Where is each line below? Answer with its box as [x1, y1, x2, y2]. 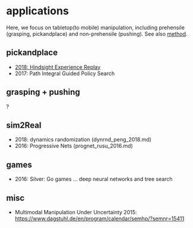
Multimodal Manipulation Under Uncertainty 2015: [14, 209, 137, 215]
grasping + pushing [6, 87, 80, 97]
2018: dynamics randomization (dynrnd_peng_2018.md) [14, 136, 152, 143]
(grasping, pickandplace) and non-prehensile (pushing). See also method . [6, 30, 188, 37]
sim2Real [6, 120, 42, 130]
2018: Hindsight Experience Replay [14, 63, 101, 70]
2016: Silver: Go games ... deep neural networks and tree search [14, 175, 173, 183]
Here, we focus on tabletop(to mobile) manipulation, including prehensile [6, 24, 185, 31]
